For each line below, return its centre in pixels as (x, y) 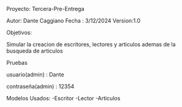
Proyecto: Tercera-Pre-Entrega (45, 9)
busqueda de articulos (35, 51)
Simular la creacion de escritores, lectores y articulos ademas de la (91, 44)
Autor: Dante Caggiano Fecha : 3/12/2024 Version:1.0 (74, 20)
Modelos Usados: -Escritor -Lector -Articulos (63, 98)
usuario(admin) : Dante (35, 75)
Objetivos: (19, 32)
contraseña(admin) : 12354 (40, 86)
